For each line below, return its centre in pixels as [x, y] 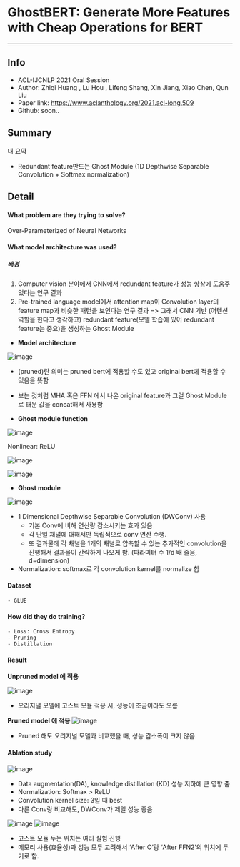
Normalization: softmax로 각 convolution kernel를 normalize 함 [109, 568]
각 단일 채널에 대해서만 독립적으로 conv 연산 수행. [97, 534]
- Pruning [22, 638]
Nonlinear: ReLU [31, 446]
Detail [21, 196]
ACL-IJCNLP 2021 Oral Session [64, 80]
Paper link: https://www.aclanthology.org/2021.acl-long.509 [106, 103]
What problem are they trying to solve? [67, 214]
